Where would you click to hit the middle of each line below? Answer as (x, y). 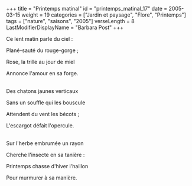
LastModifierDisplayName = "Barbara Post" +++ (65, 27)
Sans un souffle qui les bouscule (46, 102)
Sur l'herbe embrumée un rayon (45, 143)
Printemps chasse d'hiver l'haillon (47, 166)
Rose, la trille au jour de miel (40, 62)
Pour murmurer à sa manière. (42, 178)
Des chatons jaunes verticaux (42, 91)
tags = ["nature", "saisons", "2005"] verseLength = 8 (70, 21)
